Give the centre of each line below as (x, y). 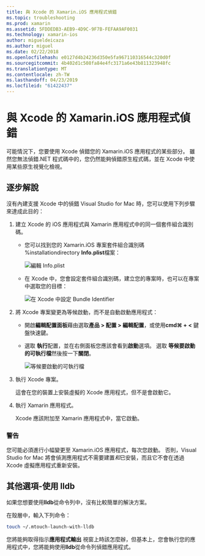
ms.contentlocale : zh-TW (38, 75)
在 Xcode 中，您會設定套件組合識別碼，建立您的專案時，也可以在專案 (112, 278)
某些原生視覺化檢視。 (38, 166)
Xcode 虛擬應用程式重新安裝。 (45, 466)
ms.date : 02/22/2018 (33, 52)
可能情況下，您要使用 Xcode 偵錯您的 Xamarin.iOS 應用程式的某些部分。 (97, 151)
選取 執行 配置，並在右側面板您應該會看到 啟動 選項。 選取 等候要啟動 (110, 345)
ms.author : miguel (30, 46)
